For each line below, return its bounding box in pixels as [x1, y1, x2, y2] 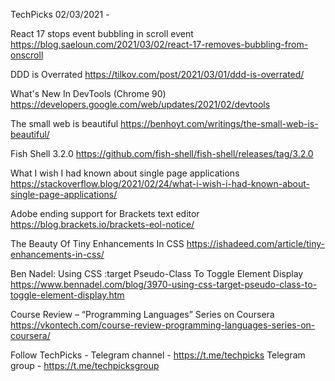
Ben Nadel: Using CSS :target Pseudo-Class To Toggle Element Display [10, 268, 304, 279]
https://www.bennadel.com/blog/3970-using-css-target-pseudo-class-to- [10, 279, 318, 290]
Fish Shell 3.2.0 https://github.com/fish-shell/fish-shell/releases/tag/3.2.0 [10, 148, 314, 159]
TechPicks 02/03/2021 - [10, 9, 110, 20]
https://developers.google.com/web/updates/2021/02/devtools [10, 99, 271, 110]
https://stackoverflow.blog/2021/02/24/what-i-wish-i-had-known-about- [10, 178, 311, 189]
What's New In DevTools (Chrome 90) [10, 88, 167, 99]
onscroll [10, 49, 44, 61]
